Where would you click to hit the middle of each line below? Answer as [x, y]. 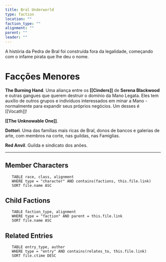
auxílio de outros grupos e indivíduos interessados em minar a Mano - [76, 101]
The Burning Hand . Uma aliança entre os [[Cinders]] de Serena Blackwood [82, 90]
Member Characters [37, 165]
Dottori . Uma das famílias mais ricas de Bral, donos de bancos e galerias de [82, 130]
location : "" [19, 19]
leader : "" [16, 38]
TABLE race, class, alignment [43, 177]
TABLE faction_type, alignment [44, 212]
